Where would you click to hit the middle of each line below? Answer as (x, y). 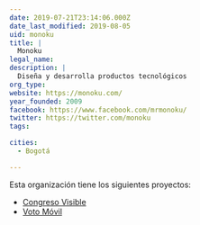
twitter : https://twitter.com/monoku (80, 118)
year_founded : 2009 (46, 101)
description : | (38, 68)
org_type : (28, 85)
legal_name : (32, 59)
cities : (24, 143)
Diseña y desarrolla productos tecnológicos (102, 76)
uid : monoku (32, 34)
